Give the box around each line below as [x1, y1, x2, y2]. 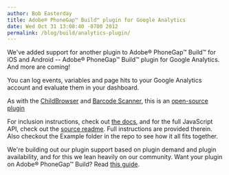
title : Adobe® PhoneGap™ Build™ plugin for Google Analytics [7, 17, 186, 23]
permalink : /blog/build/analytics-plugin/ [7, 29, 131, 37]
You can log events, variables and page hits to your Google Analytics [7, 76, 202, 85]
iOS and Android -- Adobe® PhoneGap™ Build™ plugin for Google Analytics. [7, 56, 220, 64]
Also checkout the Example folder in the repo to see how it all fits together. [7, 132, 219, 141]
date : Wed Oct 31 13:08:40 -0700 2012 [7, 23, 118, 30]
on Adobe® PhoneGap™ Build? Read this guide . [7, 160, 140, 169]
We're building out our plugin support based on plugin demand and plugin [7, 145, 217, 154]
